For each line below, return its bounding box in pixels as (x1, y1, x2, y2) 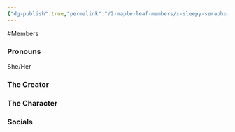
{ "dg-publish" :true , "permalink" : (7, 10, 105, 17)
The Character (7, 98, 58, 108)
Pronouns (7, 47, 41, 56)
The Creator (7, 79, 50, 89)
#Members (7, 29, 39, 38)
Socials (7, 117, 33, 126)
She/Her (7, 62, 31, 70)
